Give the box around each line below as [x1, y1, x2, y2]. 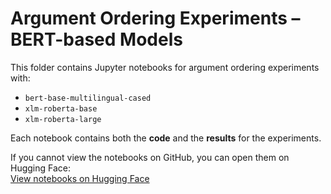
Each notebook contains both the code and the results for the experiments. [10, 132, 322, 144]
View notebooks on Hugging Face [10, 172, 150, 184]
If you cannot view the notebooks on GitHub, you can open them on [10, 151, 290, 163]
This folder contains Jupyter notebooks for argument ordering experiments [10, 61, 320, 73]
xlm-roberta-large [24, 114, 102, 124]
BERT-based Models [10, 28, 183, 51]
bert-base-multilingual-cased [24, 93, 152, 103]
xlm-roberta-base [24, 103, 98, 114]
